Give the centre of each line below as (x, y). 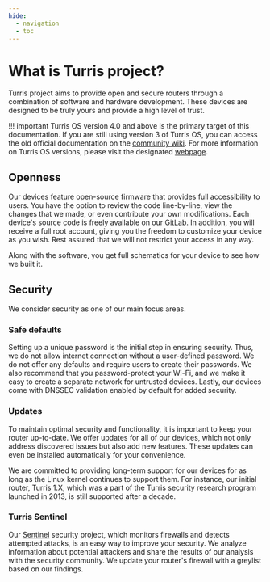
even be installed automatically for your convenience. (97, 454)
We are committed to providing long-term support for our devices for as (128, 470)
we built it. (25, 264)
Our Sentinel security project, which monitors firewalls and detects (119, 534)
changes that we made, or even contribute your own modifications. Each (129, 214)
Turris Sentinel (38, 517)
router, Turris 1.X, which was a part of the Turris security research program (132, 487)
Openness (35, 177)
